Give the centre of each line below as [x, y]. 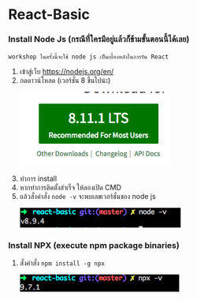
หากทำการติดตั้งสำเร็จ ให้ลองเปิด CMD [71, 188]
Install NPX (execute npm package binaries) [94, 246]
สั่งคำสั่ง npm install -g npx [62, 263]
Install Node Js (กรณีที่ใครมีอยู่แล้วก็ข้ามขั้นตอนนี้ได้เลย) [99, 39]
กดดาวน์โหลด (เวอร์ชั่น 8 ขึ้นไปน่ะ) [65, 81]
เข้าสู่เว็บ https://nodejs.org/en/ [67, 72]
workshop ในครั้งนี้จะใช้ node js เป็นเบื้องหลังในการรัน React [89, 57]
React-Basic [49, 15]
